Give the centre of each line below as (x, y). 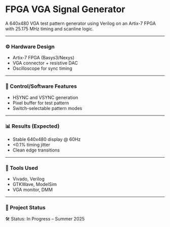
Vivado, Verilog (28, 179)
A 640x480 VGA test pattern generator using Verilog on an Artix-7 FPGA (80, 23)
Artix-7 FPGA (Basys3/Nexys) (44, 58)
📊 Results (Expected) (32, 126)
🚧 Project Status (25, 208)
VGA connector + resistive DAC (45, 63)
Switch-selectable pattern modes (47, 108)
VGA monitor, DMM (33, 190)
